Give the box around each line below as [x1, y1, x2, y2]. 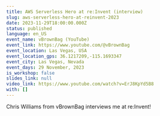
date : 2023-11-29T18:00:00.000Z [6, 20, 87, 26]
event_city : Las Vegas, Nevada [6, 59, 84, 65]
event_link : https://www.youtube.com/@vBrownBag [6, 42, 130, 48]
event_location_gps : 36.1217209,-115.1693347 [6, 53, 122, 59]
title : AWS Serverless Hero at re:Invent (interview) [6, 8, 144, 15]
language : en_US [6, 31, 47, 37]
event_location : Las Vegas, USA [6, 48, 87, 54]
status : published [6, 25, 52, 32]
